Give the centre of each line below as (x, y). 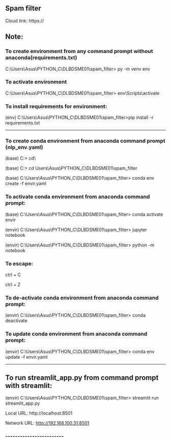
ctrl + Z (13, 284)
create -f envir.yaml (26, 184)
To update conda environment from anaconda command (76, 334)
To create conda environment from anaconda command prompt (85, 141)
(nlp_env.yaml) (24, 148)
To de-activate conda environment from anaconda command (82, 298)
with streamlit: (29, 386)
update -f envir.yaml (26, 357)
